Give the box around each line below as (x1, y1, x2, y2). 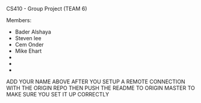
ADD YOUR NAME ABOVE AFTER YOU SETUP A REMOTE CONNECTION (6, 78, 185, 85)
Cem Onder (14, 41, 44, 48)
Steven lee (14, 35, 42, 41)
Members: (6, 17, 32, 23)
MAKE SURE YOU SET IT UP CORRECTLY (6, 91, 110, 98)
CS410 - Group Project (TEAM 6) (6, 5, 87, 12)
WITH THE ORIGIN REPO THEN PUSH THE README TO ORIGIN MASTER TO (6, 84, 196, 92)
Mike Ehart (14, 47, 42, 54)
